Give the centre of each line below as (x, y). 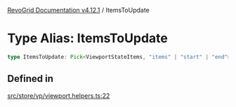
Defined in (31, 79)
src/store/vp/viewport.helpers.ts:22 (59, 95)
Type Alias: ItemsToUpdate (88, 38)
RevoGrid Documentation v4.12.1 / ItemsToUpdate (78, 10)
